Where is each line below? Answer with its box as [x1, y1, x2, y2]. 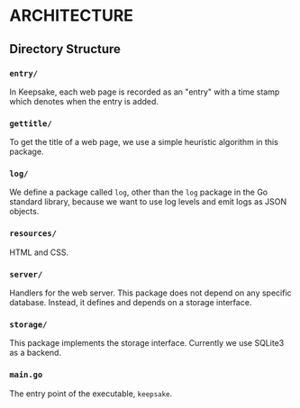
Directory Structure [9, 41, 122, 57]
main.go [9, 370, 43, 380]
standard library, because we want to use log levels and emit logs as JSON [9, 196, 286, 207]
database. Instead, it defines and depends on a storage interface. [9, 297, 252, 308]
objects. [9, 206, 40, 217]
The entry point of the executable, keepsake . [9, 388, 173, 399]
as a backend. [9, 348, 61, 358]
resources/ [9, 229, 57, 239]
